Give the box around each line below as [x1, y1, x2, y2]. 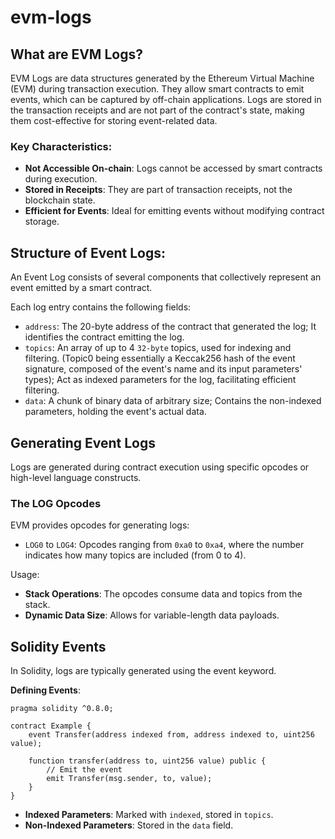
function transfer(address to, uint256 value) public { [28, 756, 267, 766]
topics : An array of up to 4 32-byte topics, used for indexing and [24, 342, 292, 354]
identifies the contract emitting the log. [24, 331, 185, 343]
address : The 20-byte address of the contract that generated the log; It [24, 321, 317, 333]
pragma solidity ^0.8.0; [10, 704, 114, 714]
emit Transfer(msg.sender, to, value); [46, 774, 213, 784]
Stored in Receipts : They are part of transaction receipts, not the [24, 184, 293, 196]
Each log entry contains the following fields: [10, 301, 192, 313]
